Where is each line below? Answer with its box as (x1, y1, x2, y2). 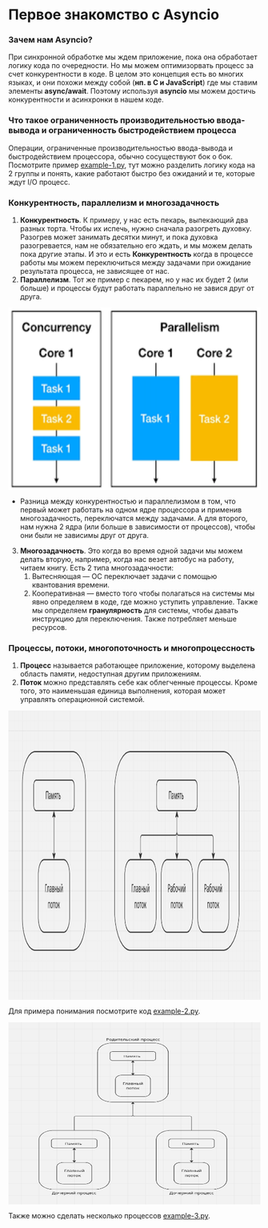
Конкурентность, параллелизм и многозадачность (8, 197, 220, 208)
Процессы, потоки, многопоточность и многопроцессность (8, 643, 255, 653)
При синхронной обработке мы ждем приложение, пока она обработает (8, 52, 258, 62)
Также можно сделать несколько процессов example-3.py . (8, 1211, 210, 1221)
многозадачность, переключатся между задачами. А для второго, (19, 514, 248, 524)
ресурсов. (31, 623, 67, 632)
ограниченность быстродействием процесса (48, 125, 237, 136)
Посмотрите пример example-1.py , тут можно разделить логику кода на (8, 160, 256, 170)
